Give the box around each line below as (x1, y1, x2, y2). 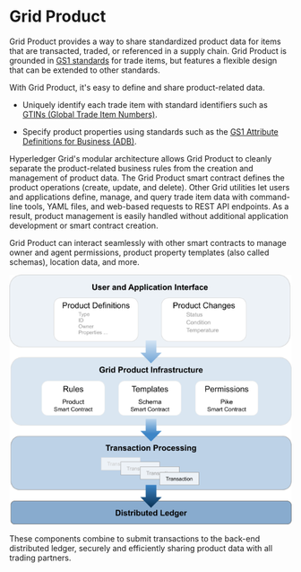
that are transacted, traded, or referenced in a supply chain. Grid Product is (9, 45, 288, 56)
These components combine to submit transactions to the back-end (9, 533, 261, 544)
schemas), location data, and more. (9, 256, 141, 267)
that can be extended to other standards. (9, 65, 161, 75)
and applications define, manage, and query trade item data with (9, 191, 248, 202)
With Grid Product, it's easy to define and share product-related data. (9, 82, 266, 92)
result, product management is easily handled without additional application (9, 210, 289, 221)
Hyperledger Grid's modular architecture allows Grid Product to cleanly (9, 153, 272, 163)
